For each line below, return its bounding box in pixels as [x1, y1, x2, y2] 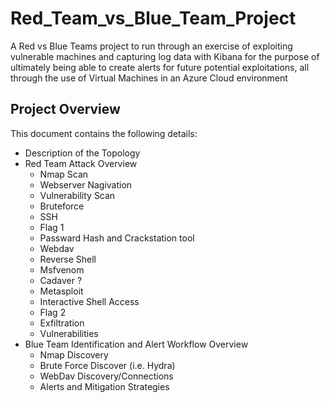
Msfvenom [39, 263, 85, 276]
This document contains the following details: [10, 127, 198, 139]
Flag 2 [39, 306, 67, 318]
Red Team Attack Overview [24, 157, 138, 169]
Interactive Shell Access [39, 295, 140, 307]
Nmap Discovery [39, 348, 109, 361]
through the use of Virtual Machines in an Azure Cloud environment [10, 72, 288, 84]
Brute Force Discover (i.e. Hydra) [39, 359, 176, 371]
